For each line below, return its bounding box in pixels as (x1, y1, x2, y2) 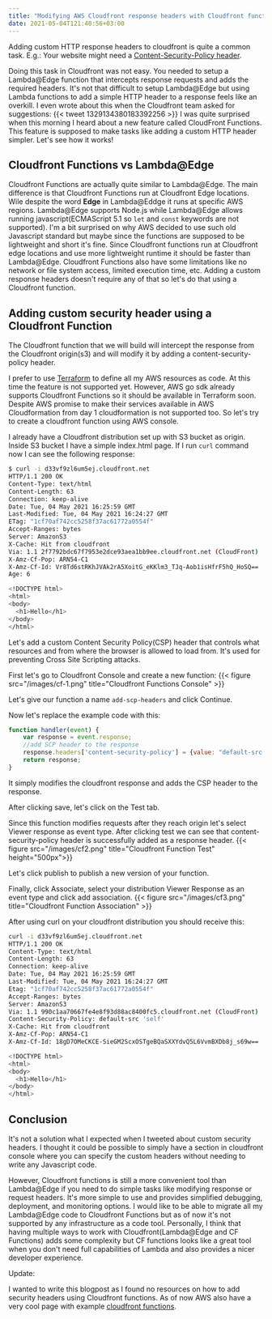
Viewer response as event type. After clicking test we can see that (8, 827, 229, 836)
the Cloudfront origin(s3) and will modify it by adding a (8, 349, 191, 359)
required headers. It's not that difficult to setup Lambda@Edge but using (8, 83, 250, 93)
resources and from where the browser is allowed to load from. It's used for (8, 645, 261, 656)
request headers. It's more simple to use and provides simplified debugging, (8, 1192, 263, 1202)
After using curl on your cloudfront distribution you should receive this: (8, 917, 244, 926)
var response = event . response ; (23, 734, 132, 742)
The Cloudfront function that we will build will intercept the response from (8, 341, 255, 351)
